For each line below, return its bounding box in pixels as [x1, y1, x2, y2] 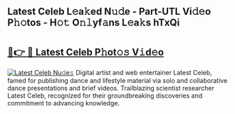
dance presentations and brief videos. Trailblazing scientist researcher [7, 84, 215, 92]
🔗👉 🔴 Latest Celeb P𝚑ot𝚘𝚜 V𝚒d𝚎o [7, 46, 164, 58]
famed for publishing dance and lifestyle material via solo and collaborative [7, 76, 228, 84]
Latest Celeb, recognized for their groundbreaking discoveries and [7, 91, 203, 100]
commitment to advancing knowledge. [7, 99, 120, 107]
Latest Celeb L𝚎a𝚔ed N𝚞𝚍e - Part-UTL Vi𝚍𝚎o [7, 6, 211, 18]
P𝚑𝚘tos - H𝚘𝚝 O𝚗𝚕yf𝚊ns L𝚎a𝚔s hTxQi [7, 17, 180, 29]
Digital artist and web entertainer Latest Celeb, [75, 69, 212, 76]
